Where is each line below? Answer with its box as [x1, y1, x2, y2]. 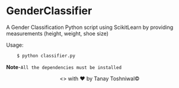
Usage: [6, 41, 24, 48]
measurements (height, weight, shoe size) [6, 30, 108, 37]
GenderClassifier [6, 4, 92, 18]
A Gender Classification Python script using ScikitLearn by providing [6, 24, 174, 31]
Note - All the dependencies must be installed [6, 63, 122, 70]
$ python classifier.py [17, 53, 76, 58]
